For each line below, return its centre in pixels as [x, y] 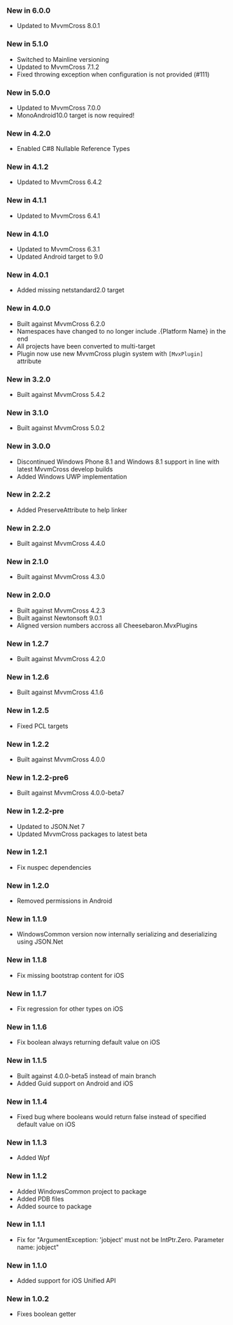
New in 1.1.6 [27, 1026]
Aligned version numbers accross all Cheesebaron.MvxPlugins [107, 625]
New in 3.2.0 [29, 379]
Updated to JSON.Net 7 [51, 826]
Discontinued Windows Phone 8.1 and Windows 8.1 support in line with [118, 462]
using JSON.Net [40, 942]
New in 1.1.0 [27, 1265]
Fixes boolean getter [46, 1314]
